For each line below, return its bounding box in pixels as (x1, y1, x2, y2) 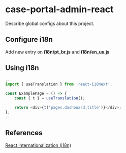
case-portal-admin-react (5, 4, 114, 15)
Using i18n (5, 64, 39, 72)
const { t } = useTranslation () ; (14, 96, 85, 101)
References (5, 129, 43, 137)
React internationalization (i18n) (5, 142, 72, 148)
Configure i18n (5, 35, 53, 44)
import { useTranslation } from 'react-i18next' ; (5, 82, 113, 87)
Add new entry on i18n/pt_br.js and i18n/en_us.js (5, 48, 110, 55)
